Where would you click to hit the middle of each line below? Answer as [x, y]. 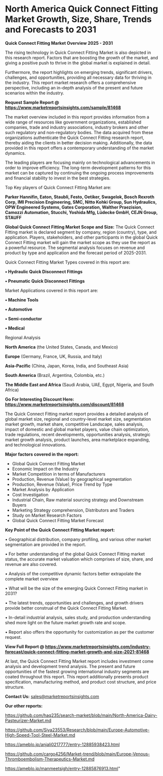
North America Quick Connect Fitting [81, 9]
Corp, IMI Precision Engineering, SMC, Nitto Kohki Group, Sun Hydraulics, [81, 202]
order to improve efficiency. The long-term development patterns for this [78, 168]
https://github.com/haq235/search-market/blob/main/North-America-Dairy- [81, 715]
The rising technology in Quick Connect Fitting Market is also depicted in [78, 53]
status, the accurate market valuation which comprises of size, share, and [79, 559]
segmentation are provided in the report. [45, 544]
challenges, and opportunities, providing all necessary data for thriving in [78, 77]
